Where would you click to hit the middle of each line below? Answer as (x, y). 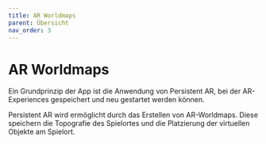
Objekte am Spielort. (42, 132)
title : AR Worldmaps (42, 15)
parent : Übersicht (39, 23)
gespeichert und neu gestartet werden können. (127, 100)
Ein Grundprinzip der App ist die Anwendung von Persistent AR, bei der (125, 91)
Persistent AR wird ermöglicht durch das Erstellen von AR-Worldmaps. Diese (133, 115)
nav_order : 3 (30, 30)
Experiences (29, 100)
